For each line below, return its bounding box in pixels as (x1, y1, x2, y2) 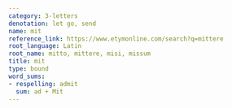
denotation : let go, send (8, 19, 96, 28)
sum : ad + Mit (15, 87, 63, 96)
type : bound (8, 65, 49, 73)
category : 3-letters (8, 11, 79, 20)
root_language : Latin (8, 42, 82, 50)
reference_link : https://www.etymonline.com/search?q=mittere (8, 34, 224, 43)
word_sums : (8, 72, 46, 80)
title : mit (8, 58, 46, 66)
